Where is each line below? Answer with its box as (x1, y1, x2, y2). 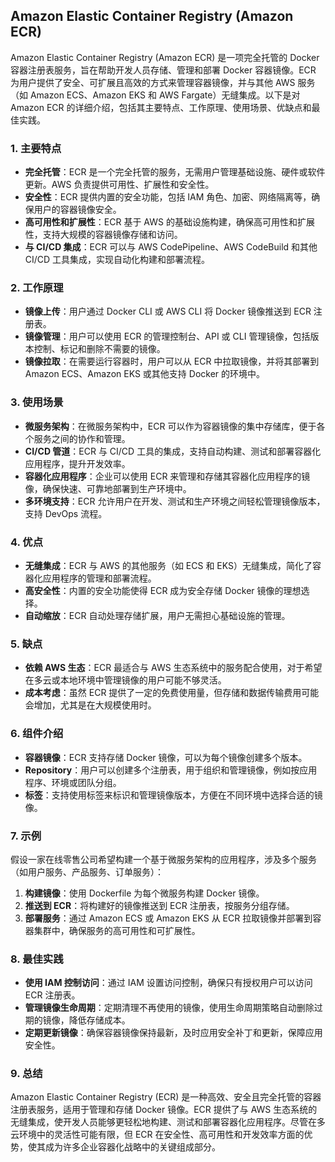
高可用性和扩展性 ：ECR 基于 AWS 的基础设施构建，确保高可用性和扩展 (24, 216, 315, 228)
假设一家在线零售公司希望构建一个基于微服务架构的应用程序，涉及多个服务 (10, 853, 317, 865)
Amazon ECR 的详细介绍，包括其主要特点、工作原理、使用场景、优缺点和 (10, 101, 312, 113)
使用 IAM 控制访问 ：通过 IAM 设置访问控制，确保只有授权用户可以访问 (24, 977, 313, 989)
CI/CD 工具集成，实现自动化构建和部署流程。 (24, 254, 211, 266)
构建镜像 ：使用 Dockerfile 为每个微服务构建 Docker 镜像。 (24, 887, 265, 899)
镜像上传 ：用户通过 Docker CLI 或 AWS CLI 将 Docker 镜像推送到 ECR (24, 305, 312, 318)
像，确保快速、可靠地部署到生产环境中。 (24, 482, 192, 494)
